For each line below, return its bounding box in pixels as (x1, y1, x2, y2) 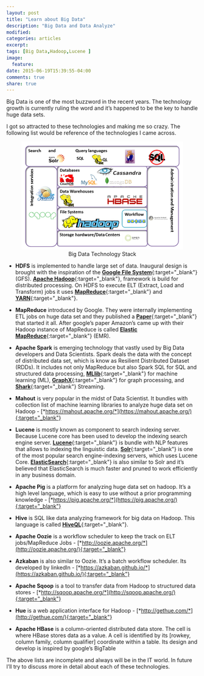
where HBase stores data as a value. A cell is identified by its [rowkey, (15, 632, 191, 639)
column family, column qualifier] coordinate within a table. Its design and (15, 638, 198, 646)
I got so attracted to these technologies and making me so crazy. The (6, 123, 181, 130)
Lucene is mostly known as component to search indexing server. (15, 425, 181, 433)
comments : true (6, 74, 45, 80)
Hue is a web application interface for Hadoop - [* (15, 607, 141, 614)
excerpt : (6, 42, 29, 48)
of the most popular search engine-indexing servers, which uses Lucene (15, 452, 198, 459)
